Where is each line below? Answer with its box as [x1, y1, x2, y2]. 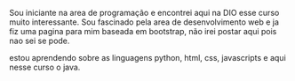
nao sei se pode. [9, 35, 70, 46]
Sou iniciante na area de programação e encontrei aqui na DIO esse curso [9, 8, 280, 18]
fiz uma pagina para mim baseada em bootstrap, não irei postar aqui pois [9, 26, 277, 36]
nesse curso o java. [9, 62, 81, 72]
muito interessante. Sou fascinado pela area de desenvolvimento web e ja [9, 17, 280, 27]
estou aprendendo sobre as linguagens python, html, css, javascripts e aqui [9, 53, 286, 63]
